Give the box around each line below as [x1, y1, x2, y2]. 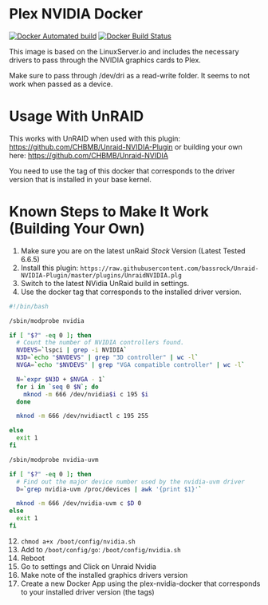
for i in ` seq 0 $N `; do [16, 383, 99, 391]
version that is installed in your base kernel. [9, 174, 152, 184]
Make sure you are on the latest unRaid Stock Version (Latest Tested [20, 245, 246, 256]
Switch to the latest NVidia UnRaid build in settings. [20, 278, 190, 288]
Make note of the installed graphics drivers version [20, 570, 188, 579]
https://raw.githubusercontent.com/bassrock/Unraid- [80, 265, 259, 273]
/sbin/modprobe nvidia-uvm [9, 456, 99, 464]
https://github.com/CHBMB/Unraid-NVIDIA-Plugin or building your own [9, 141, 242, 152]
